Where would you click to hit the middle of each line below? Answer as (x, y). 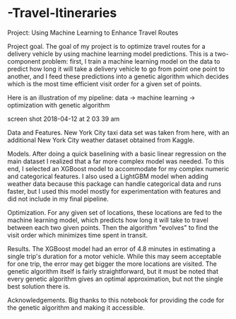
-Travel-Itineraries (62, 13)
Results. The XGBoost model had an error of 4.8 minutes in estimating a (111, 248)
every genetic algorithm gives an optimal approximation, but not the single (116, 279)
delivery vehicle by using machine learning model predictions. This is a (111, 54)
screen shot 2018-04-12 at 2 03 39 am (64, 119)
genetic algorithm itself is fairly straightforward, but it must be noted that (113, 271)
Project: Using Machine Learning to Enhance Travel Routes (93, 33)
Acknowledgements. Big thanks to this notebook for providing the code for (116, 300)
